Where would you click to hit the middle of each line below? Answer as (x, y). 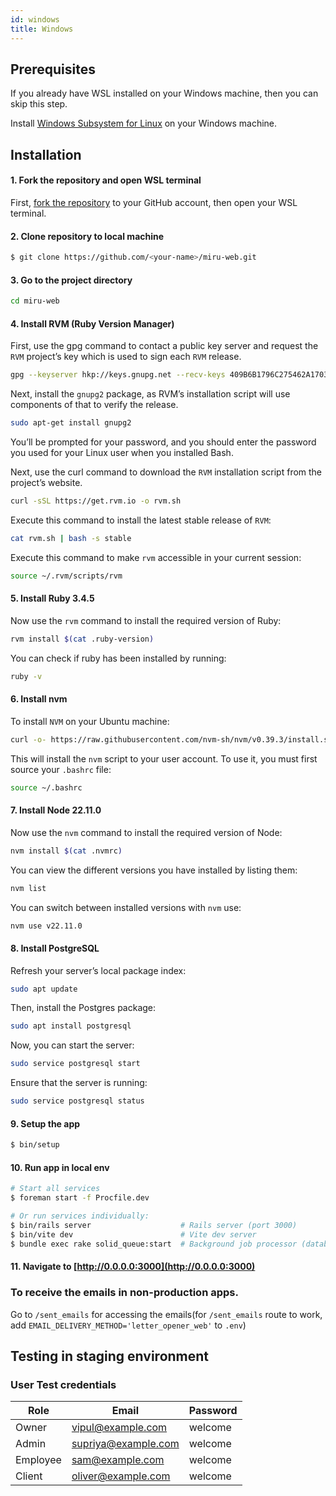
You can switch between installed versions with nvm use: (126, 907)
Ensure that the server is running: (79, 1083)
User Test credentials (63, 1384)
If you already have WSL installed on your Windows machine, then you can (164, 93)
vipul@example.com (119, 1428)
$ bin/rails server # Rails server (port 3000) (154, 1225)
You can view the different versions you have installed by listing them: (154, 870)
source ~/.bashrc (46, 787)
